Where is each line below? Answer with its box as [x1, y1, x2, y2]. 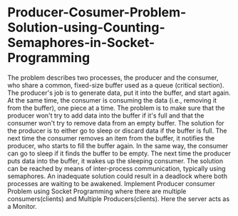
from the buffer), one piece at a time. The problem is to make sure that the [7, 103, 225, 112]
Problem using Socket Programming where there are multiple [7, 187, 187, 195]
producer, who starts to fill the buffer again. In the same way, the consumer [7, 141, 229, 150]
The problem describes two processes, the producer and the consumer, [7, 73, 219, 82]
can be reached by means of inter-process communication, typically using [7, 164, 226, 173]
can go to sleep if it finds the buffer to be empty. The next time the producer [7, 149, 232, 158]
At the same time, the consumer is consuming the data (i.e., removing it [7, 96, 217, 104]
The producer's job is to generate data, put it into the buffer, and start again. [7, 88, 231, 97]
